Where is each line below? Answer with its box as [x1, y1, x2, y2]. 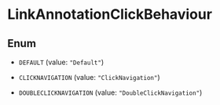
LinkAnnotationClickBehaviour [7, 5, 213, 24]
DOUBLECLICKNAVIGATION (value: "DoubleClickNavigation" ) [18, 88, 203, 97]
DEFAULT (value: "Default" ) [18, 57, 104, 67]
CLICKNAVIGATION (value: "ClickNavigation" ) [18, 73, 160, 81]
